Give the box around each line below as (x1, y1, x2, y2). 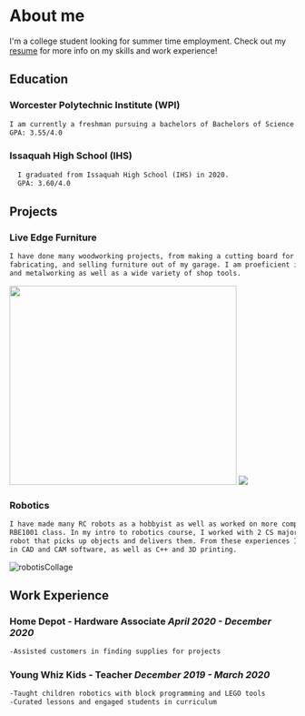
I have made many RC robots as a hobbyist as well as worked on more (9, 519, 279, 529)
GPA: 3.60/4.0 (17, 178, 71, 187)
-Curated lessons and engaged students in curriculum (9, 698, 218, 707)
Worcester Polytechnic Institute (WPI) (9, 99, 181, 112)
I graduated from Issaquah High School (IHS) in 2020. (17, 170, 230, 179)
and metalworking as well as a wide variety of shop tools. (9, 268, 242, 277)
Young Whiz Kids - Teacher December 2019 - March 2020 (9, 669, 271, 681)
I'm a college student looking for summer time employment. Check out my (9, 35, 287, 46)
